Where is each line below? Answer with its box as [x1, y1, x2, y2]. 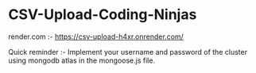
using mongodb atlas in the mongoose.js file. [8, 56, 156, 65]
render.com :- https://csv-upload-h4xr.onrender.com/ [8, 32, 184, 41]
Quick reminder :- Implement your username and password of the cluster [8, 47, 248, 56]
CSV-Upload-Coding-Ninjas [8, 6, 197, 24]
